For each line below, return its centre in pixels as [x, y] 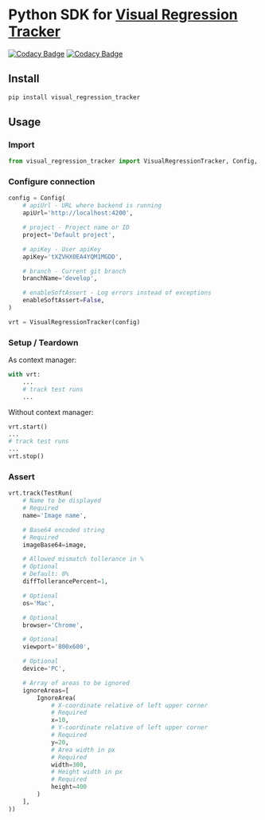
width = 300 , [69, 765]
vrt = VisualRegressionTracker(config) [74, 322]
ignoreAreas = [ [46, 690]
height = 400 [69, 787]
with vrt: [25, 375]
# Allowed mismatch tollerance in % [84, 559]
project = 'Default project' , [69, 235]
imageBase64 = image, [55, 545]
